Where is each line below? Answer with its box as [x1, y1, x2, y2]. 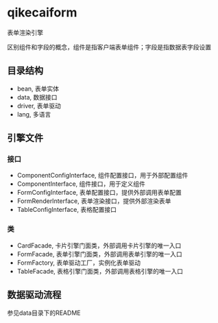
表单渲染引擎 [7, 28, 43, 36]
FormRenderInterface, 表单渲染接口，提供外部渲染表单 [16, 197, 171, 205]
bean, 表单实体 [16, 84, 60, 93]
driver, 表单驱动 [16, 101, 62, 110]
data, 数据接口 [16, 93, 58, 101]
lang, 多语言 [16, 110, 51, 118]
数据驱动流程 [7, 289, 62, 301]
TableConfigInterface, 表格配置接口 [16, 206, 117, 214]
